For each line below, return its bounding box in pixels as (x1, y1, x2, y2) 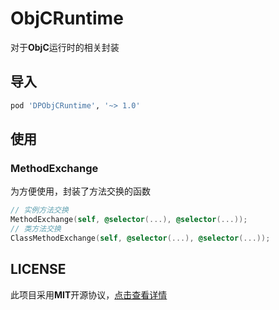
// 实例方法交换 (10, 205, 69, 216)
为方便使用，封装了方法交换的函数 (10, 185, 151, 197)
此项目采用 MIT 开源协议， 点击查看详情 (10, 288, 168, 301)
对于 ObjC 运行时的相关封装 (10, 41, 120, 53)
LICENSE (10, 261, 67, 278)
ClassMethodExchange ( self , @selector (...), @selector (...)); (10, 233, 271, 243)
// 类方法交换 (10, 224, 62, 234)
